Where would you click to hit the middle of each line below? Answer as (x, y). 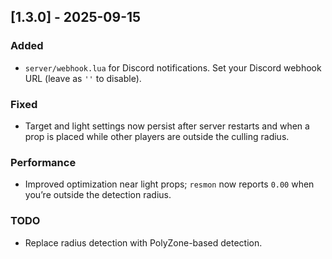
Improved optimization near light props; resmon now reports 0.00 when (169, 184)
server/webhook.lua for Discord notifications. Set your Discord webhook (173, 67)
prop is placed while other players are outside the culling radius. (157, 136)
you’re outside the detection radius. (98, 195)
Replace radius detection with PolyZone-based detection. (143, 242)
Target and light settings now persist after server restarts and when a (167, 126)
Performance (43, 162)
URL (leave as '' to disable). (83, 78)
